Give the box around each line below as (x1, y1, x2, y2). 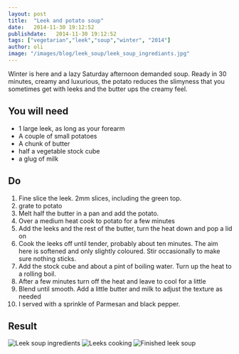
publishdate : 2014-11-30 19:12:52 (8, 30, 117, 38)
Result (8, 320, 38, 332)
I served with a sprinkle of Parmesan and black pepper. (18, 299, 181, 308)
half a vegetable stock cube (18, 146, 100, 155)
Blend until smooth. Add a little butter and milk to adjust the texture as (18, 284, 223, 293)
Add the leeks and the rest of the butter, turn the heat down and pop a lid (18, 224, 233, 232)
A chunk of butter (18, 139, 70, 148)
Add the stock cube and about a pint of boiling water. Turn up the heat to (18, 262, 232, 270)
